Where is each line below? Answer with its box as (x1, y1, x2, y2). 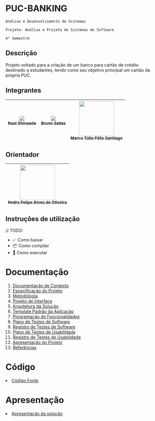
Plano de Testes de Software (12, 319, 70, 325)
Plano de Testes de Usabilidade (12, 329, 76, 335)
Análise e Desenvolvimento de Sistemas (5, 19, 86, 24)
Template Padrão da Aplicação (12, 308, 74, 314)
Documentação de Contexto (12, 283, 69, 289)
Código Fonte (12, 378, 39, 384)
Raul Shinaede (8, 121, 36, 126)
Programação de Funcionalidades (12, 314, 80, 320)
